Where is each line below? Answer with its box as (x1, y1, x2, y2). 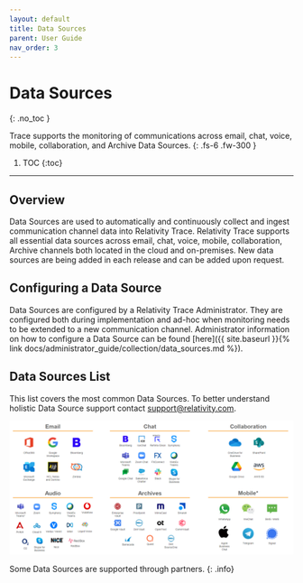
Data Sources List (9, 369, 111, 384)
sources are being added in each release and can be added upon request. (9, 254, 285, 265)
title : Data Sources (9, 23, 87, 33)
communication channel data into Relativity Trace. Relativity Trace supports (9, 226, 290, 236)
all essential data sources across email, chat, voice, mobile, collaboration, (9, 236, 282, 245)
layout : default (9, 14, 70, 23)
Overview (9, 192, 66, 208)
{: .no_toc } (9, 113, 50, 124)
